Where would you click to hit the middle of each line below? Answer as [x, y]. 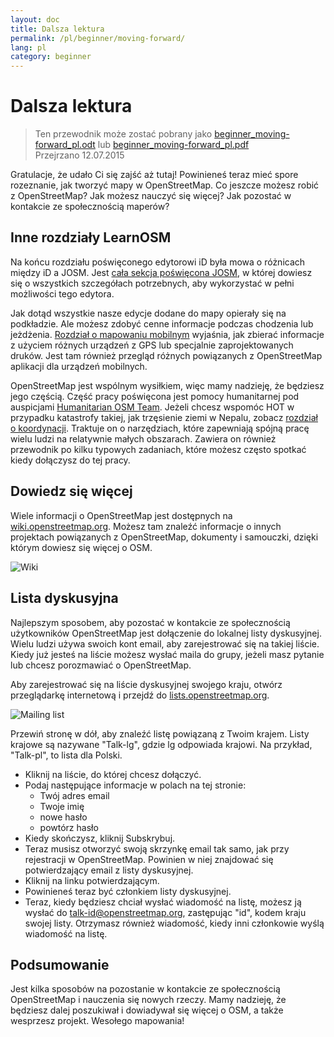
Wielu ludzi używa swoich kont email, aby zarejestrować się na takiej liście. [165, 643]
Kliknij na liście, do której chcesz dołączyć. [113, 774]
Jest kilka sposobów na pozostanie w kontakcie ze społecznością [145, 989]
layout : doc [35, 19]
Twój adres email [74, 795]
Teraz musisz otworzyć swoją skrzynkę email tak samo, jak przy [157, 848]
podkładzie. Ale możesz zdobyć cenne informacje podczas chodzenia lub [162, 323]
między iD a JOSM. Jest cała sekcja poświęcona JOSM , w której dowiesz [161, 272]
